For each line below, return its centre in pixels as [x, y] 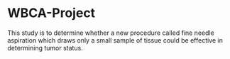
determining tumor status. [45, 48]
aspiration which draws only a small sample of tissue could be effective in [115, 40]
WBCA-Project [51, 13]
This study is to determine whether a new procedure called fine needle [111, 33]
